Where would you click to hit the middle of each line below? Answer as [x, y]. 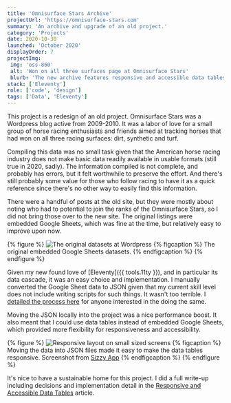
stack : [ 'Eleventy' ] [37, 84]
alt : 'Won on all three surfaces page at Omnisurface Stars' [99, 71]
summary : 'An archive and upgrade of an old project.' [87, 26]
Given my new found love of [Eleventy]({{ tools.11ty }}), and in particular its [113, 272]
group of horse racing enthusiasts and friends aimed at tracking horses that [114, 131]
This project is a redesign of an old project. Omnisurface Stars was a [104, 116]
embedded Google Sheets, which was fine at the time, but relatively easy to [114, 224]
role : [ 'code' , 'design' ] [44, 90]
